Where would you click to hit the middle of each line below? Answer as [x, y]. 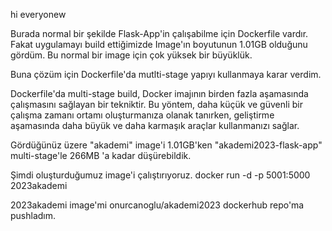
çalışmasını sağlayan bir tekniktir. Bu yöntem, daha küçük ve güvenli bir [156, 104]
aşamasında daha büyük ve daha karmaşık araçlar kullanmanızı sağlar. [155, 125]
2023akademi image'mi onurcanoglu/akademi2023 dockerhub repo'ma [157, 205]
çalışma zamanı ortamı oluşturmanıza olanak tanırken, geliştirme [142, 115]
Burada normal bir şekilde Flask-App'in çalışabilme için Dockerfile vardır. [159, 33]
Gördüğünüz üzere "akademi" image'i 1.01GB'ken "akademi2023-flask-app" [166, 145]
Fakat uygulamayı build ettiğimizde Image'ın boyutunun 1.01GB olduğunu [159, 44]
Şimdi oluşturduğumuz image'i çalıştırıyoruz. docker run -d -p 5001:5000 [160, 175]
